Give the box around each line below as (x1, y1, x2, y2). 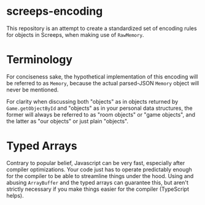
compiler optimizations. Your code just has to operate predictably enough (6, 166, 192, 173)
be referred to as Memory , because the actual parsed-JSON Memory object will (6, 79, 199, 87)
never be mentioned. (6, 86, 59, 93)
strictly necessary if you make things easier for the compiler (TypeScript (6, 185, 189, 193)
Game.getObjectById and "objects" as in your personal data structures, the (6, 104, 193, 112)
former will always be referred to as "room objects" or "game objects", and (6, 110, 195, 118)
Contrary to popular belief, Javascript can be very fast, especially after (6, 159, 185, 166)
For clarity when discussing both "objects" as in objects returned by (6, 98, 179, 105)
